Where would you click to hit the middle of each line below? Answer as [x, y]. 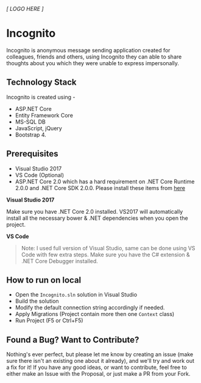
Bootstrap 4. [31, 135]
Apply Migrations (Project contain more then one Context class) [95, 314]
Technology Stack [41, 83]
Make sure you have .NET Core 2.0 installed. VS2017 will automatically [95, 211]
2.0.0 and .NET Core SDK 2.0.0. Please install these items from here [100, 188]
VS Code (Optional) [40, 175]
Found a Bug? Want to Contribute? [73, 339]
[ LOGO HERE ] [25, 9]
